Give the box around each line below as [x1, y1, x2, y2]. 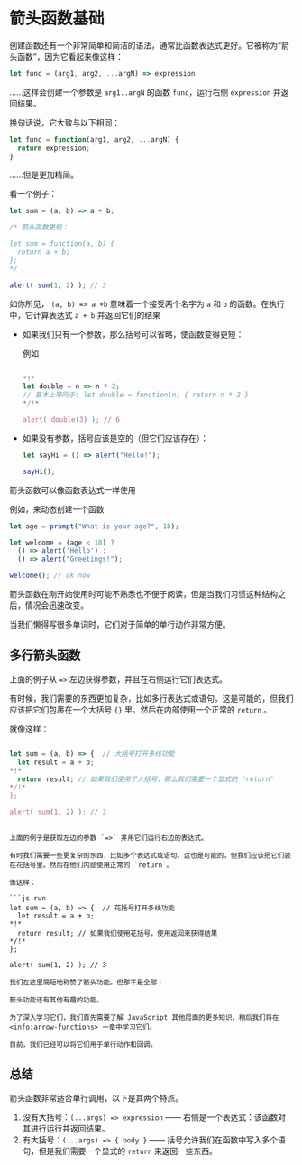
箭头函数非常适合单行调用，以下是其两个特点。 [9, 1092, 183, 1103]
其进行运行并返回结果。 [22, 1123, 110, 1133]
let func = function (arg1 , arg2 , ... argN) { [9, 135, 179, 144]
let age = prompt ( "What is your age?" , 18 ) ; [9, 521, 179, 531]
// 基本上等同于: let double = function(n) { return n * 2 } [22, 390, 250, 400]
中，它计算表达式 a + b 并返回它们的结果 [9, 309, 160, 321]
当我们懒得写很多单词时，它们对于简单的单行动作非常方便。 [9, 620, 231, 630]
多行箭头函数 [9, 648, 81, 664]
